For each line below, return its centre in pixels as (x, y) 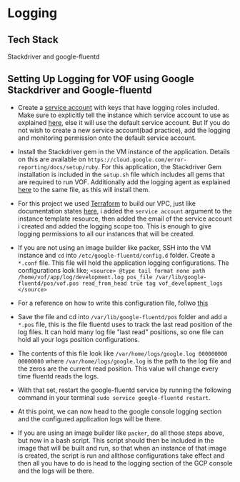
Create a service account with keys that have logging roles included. (119, 107)
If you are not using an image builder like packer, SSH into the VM (114, 247)
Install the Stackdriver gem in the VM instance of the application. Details (124, 151)
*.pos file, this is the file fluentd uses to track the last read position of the (125, 324)
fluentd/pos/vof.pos (48, 283)
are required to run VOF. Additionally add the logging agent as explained (124, 182)
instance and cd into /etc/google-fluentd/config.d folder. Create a (116, 255)
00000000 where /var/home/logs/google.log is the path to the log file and (124, 361)
